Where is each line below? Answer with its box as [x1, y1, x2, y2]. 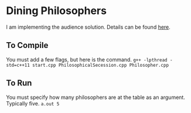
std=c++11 [6, 62, 30, 68]
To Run [6, 78, 32, 88]
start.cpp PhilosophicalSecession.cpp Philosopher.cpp [32, 62, 169, 68]
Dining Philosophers [6, 4, 107, 18]
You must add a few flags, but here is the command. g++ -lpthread [6, 56, 168, 63]
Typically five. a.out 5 [6, 100, 60, 107]
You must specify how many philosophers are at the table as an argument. [6, 94, 186, 101]
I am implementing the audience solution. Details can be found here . [6, 23, 171, 30]
